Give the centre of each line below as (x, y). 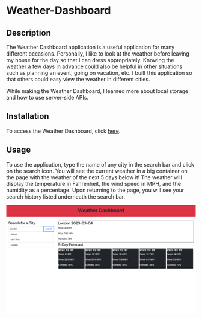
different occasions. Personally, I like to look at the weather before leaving (98, 54)
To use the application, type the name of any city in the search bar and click (100, 164)
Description (29, 33)
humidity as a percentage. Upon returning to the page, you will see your (95, 190)
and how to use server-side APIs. (47, 97)
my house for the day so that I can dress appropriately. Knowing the (90, 60)
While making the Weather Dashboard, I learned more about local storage (97, 91)
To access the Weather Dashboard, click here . (63, 131)
